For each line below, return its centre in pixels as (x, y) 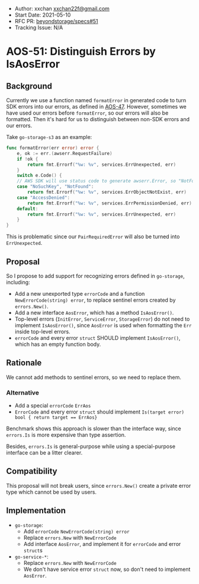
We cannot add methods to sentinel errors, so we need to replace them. (94, 377)
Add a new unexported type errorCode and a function (80, 293)
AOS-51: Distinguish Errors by (81, 51)
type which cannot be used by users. (51, 492)
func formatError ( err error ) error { (53, 148)
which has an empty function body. (58, 344)
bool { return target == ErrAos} (56, 418)
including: (18, 282)
